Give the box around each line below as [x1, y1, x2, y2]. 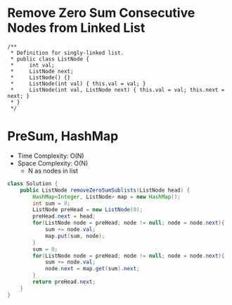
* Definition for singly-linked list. [10, 49, 124, 56]
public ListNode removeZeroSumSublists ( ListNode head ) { [20, 187, 191, 194]
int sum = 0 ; [32, 199, 71, 207]
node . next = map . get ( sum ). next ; [44, 266, 140, 273]
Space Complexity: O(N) [17, 158, 89, 167]
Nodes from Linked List [7, 20, 146, 36]
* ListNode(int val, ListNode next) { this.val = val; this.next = [10, 86, 225, 93]
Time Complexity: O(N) [17, 151, 84, 160]
